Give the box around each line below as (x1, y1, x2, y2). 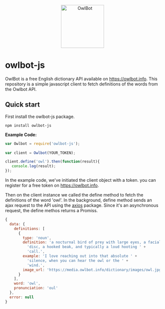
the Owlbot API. (5, 86, 37, 92)
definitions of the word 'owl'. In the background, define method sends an (5, 197, 152, 203)
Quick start (5, 101, 40, 109)
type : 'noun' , (23, 235, 52, 240)
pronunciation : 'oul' (14, 285, 58, 291)
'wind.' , (27, 263, 45, 268)
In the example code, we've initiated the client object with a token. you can (5, 177, 156, 183)
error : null (9, 295, 34, 300)
